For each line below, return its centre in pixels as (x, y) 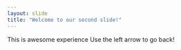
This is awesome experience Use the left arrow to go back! (91, 39)
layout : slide (28, 13)
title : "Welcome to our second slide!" (65, 20)
